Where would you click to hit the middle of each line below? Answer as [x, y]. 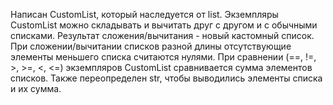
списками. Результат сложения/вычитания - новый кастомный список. [162, 35]
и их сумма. [36, 88]
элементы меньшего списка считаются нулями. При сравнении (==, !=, [163, 57]
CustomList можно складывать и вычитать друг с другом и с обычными [164, 25]
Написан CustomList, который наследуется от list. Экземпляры [144, 14]
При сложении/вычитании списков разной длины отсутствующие [151, 46]
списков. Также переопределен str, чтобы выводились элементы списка [166, 78]
